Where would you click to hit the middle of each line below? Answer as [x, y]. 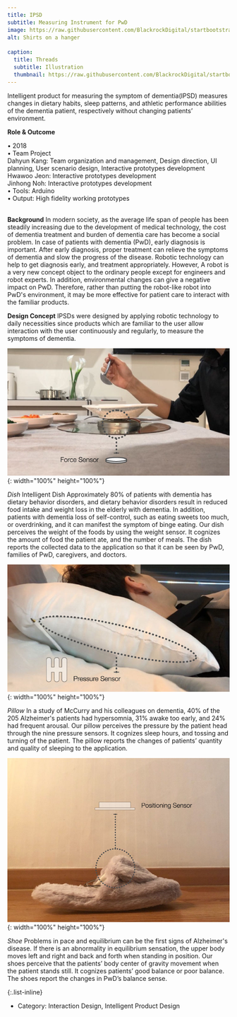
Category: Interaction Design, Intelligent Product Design [99, 1006]
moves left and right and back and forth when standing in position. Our [110, 955]
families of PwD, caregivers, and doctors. [67, 554]
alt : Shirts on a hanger [44, 37]
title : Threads [36, 60]
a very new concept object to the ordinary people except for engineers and [116, 272]
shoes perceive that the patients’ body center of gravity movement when [113, 963]
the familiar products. [38, 302]
